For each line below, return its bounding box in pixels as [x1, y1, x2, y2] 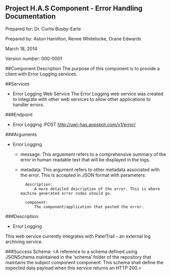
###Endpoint [5, 111, 33, 117]
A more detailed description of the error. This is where [34, 186, 160, 192]
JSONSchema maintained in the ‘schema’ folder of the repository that [5, 253, 152, 260]
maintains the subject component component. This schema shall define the [5, 259, 164, 265]
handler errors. [12, 101, 44, 108]
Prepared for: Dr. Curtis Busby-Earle [5, 26, 81, 32]
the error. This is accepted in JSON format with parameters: [20, 172, 146, 178]
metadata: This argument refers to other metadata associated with [20, 166, 160, 173]
